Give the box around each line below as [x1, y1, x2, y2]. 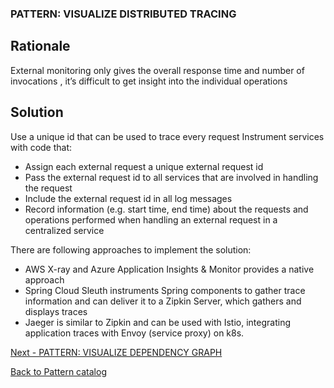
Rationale [10, 38, 71, 55]
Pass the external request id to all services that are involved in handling [24, 171, 319, 183]
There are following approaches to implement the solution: [10, 243, 252, 256]
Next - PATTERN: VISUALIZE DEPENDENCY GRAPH [10, 346, 223, 358]
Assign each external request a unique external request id [24, 160, 264, 172]
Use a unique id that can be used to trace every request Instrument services [10, 130, 325, 142]
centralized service [24, 224, 105, 236]
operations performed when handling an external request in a [24, 213, 278, 226]
